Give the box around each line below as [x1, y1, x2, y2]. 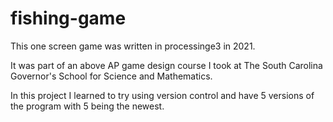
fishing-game [10, 7, 127, 30]
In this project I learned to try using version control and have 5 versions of [10, 89, 315, 101]
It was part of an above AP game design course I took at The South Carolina [10, 59, 323, 71]
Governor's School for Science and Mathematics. [10, 70, 213, 82]
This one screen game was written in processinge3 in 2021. [10, 40, 256, 52]
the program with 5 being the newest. [10, 100, 165, 112]
